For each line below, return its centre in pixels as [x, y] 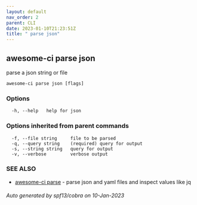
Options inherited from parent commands [68, 126]
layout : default [26, 12]
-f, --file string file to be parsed [64, 138]
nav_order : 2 [22, 17]
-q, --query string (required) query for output [77, 143]
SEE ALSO [21, 169]
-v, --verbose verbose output [60, 154]
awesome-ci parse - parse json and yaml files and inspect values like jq [103, 182]
